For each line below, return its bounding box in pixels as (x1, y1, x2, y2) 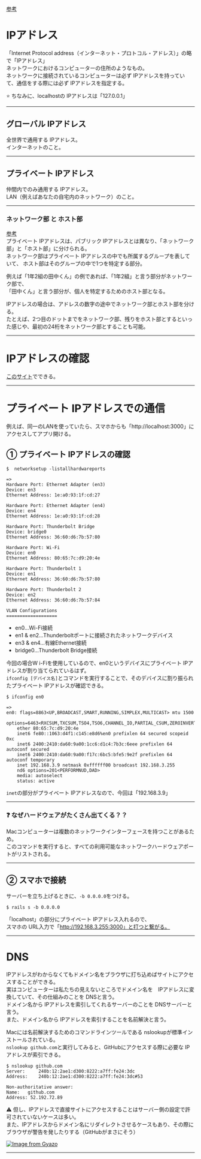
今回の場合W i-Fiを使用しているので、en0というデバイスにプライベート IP (6, 659, 188, 666)
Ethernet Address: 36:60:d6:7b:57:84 (6, 597, 100, 603)
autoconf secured (6, 746, 50, 752)
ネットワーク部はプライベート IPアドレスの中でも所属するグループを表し (6, 252, 185, 259)
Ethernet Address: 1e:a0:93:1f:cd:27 (6, 492, 100, 498)
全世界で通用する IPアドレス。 (6, 136, 81, 143)
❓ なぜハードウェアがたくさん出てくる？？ (6, 811, 127, 819)
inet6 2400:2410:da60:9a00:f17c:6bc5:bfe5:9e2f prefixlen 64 (17, 751, 172, 757)
